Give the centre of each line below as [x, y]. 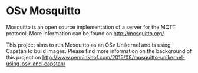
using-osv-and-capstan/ [36, 64]
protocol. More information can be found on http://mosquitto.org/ [85, 33]
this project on [24, 57]
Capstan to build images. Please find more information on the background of [99, 51]
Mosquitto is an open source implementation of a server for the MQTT [91, 27]
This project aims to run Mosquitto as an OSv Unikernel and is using [88, 45]
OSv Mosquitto [44, 11]
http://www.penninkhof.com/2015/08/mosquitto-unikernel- [114, 57]
